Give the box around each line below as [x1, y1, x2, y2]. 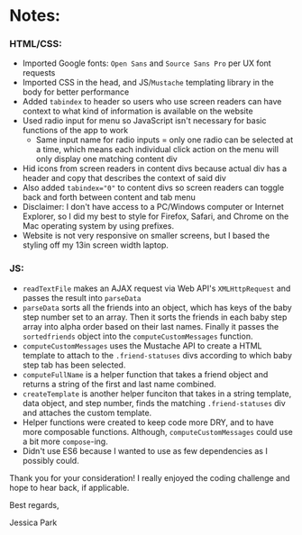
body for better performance [22, 86, 130, 97]
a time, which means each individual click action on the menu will [35, 144, 279, 155]
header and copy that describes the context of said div [22, 173, 227, 184]
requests [22, 68, 56, 78]
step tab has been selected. [22, 359, 126, 370]
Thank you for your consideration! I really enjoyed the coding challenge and [9, 472, 290, 483]
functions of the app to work [22, 125, 129, 136]
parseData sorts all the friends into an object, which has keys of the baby [22, 302, 293, 313]
